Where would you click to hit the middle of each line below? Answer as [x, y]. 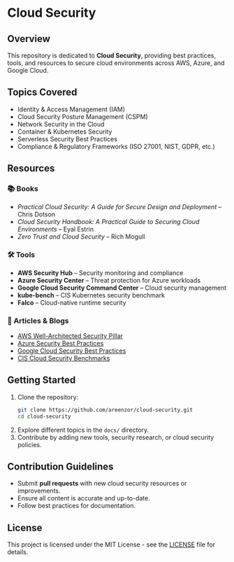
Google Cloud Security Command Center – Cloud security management [122, 288]
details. [18, 552]
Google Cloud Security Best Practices [72, 351]
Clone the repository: [48, 397]
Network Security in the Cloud [61, 124]
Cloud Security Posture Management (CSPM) [82, 116]
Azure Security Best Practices [60, 344]
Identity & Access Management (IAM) [71, 109]
